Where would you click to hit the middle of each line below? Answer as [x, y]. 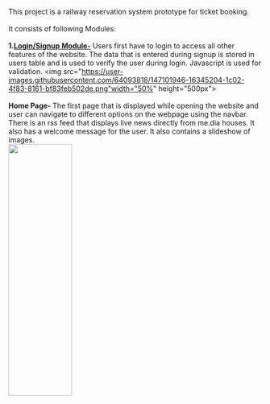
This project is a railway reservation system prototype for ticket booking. [129, 12]
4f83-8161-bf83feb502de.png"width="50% [81, 89]
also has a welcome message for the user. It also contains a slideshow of [130, 131]
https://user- [102, 71]
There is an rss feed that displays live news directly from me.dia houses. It [132, 123]
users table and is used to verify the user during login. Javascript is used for [135, 63]
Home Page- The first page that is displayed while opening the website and [134, 105]
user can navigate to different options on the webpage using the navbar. [128, 114]
